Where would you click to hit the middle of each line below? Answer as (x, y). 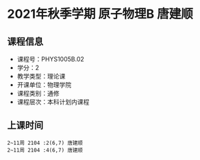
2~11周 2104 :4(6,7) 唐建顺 (45, 150)
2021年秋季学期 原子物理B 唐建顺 (100, 14)
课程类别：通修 (38, 93)
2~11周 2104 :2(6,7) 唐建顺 (45, 143)
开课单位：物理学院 (44, 85)
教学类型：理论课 (41, 76)
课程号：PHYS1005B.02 (50, 59)
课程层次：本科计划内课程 (53, 102)
